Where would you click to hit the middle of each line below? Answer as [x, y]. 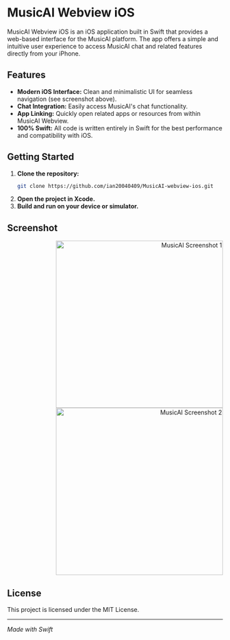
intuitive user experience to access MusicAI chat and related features [105, 46]
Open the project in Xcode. [56, 199]
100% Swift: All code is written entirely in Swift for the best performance [119, 128]
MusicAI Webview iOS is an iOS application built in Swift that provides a [108, 32]
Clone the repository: [48, 174]
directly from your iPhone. [44, 54]
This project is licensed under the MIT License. [73, 610]
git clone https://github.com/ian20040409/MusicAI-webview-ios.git [115, 186]
